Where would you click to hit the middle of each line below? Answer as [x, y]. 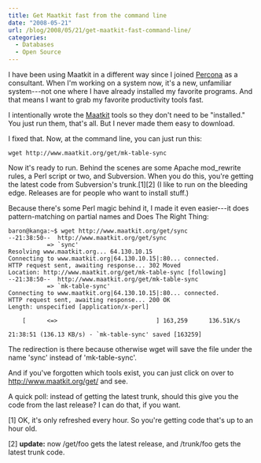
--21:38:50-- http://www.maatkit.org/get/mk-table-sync [103, 279]
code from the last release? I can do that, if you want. [94, 405]
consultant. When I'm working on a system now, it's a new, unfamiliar [120, 83]
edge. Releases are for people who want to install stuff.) [99, 193]
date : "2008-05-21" [40, 23]
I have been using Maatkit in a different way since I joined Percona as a [123, 75]
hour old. [23, 428]
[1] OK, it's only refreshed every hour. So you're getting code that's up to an [131, 420]
